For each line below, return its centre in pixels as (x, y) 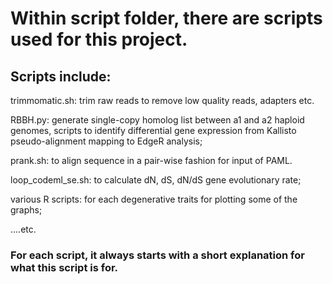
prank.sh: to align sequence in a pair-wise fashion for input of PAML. (151, 160)
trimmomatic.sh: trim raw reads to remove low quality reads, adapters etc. (162, 100)
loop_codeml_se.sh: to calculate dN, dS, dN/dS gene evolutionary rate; (156, 180)
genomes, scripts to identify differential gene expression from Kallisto (153, 130)
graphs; (26, 210)
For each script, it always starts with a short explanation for (157, 255)
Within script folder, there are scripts (166, 18)
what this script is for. (64, 267)
